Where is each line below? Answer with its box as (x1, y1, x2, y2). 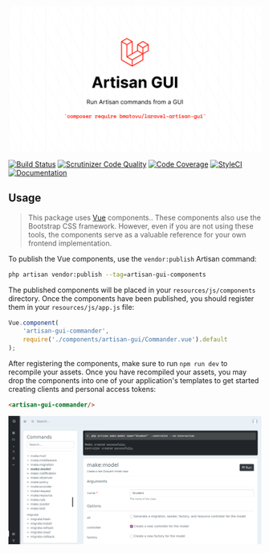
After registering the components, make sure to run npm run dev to (8, 359, 228, 369)
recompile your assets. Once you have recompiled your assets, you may (8, 367, 247, 377)
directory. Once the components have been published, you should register (8, 293, 255, 303)
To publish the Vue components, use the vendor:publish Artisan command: (8, 254, 257, 263)
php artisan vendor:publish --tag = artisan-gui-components (8, 270, 206, 279)
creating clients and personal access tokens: (8, 385, 157, 394)
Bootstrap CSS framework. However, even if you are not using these (27, 221, 255, 231)
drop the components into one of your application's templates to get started (8, 376, 259, 386)
